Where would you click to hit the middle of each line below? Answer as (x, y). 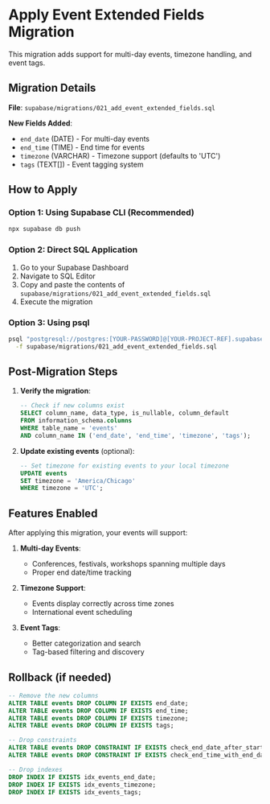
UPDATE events (43, 473)
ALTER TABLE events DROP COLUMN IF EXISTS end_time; (98, 711)
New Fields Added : (41, 123)
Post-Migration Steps (63, 372)
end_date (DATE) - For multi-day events (85, 138)
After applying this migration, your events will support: (98, 533)
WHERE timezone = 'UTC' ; (61, 489)
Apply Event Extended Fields (106, 15)
